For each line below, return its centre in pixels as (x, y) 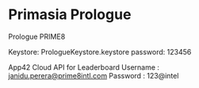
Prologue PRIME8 (37, 36)
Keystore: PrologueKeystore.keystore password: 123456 (100, 52)
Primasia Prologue (70, 15)
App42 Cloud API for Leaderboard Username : (84, 67)
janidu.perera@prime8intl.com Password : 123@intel (94, 75)
